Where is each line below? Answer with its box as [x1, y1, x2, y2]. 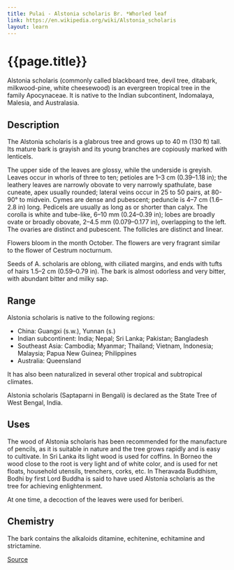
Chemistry [7, 516, 54, 527]
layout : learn [7, 23, 49, 30]
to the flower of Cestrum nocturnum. [7, 246, 113, 255]
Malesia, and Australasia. [7, 98, 80, 107]
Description [7, 119, 59, 131]
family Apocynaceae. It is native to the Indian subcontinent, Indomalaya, [7, 92, 214, 100]
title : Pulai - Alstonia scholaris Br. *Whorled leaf [7, 10, 168, 17]
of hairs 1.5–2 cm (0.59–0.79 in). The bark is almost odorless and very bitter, [7, 267, 226, 276]
